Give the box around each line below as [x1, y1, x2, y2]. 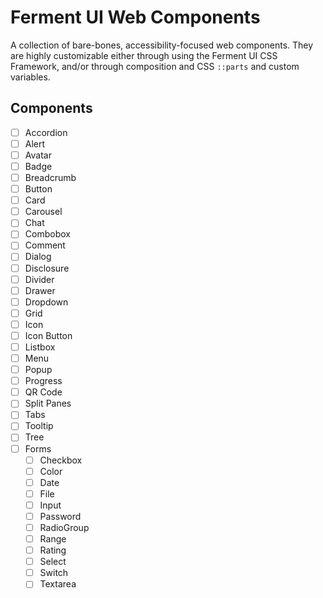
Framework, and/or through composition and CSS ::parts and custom [10, 60, 300, 72]
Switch [39, 567, 69, 579]
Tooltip [24, 420, 54, 432]
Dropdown [24, 296, 69, 308]
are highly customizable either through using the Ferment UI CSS [10, 49, 278, 61]
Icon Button [24, 329, 73, 341]
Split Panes [24, 397, 72, 410]
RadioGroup [39, 521, 90, 533]
